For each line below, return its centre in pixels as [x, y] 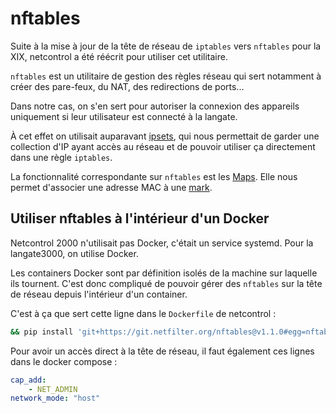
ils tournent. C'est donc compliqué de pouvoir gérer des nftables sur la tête [166, 283]
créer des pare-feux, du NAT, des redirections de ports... [127, 86]
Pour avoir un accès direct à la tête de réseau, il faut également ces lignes [162, 351]
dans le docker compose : [64, 361]
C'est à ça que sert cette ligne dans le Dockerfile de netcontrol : [143, 313]
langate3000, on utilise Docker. [74, 253]
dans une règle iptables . [61, 157]
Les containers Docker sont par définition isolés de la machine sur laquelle [164, 273]
